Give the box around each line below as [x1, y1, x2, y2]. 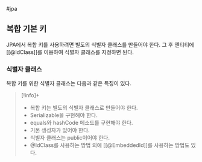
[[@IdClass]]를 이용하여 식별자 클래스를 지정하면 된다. [6, 48, 134, 56]
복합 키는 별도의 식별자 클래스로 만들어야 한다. [30, 104, 138, 112]
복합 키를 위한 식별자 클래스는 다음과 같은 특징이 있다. [6, 80, 131, 87]
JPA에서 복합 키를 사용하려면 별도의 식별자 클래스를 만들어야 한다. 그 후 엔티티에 [6, 41, 194, 48]
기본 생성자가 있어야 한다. [30, 127, 90, 134]
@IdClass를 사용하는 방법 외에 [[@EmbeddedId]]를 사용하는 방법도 [30, 142, 190, 149]
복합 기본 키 [6, 24, 47, 34]
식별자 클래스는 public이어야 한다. [30, 134, 110, 142]
